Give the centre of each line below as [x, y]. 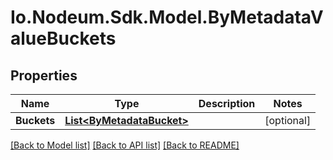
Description [227, 103]
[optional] [288, 120]
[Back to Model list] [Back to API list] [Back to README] [125, 145]
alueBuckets [63, 38]
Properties [44, 75]
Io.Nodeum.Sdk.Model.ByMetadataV [167, 17]
